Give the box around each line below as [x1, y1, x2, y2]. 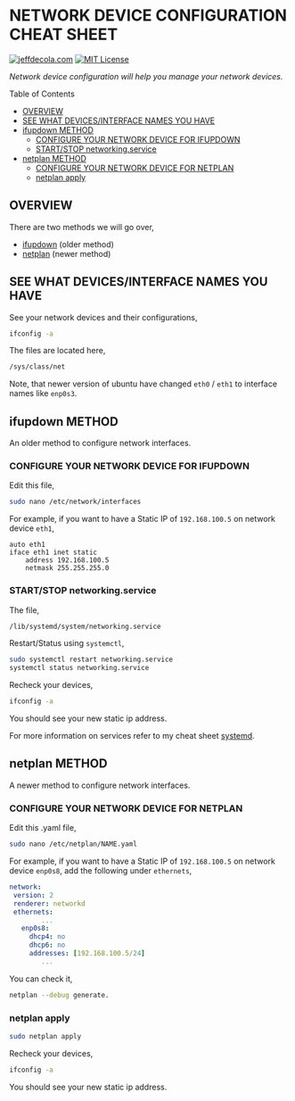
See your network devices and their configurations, [9, 311, 198, 322]
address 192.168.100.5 [25, 556, 110, 565]
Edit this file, [9, 480, 55, 491]
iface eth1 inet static [9, 548, 98, 558]
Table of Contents [9, 88, 76, 99]
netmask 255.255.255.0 [25, 564, 110, 573]
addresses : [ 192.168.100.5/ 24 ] [29, 949, 145, 958]
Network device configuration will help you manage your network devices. [9, 70, 283, 81]
